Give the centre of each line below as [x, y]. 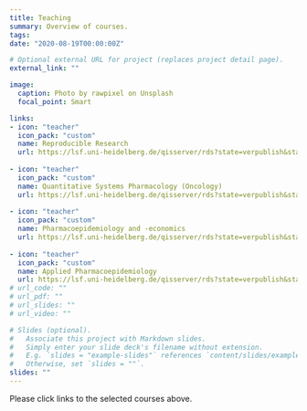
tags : [20, 35]
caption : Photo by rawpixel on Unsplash [95, 93]
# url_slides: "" [42, 305]
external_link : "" [44, 68]
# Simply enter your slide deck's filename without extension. [136, 347]
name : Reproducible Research [73, 144]
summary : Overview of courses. [69, 26]
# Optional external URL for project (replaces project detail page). [147, 60]
